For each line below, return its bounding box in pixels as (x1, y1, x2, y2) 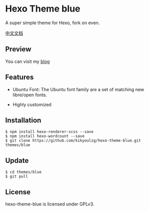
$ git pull (5, 174, 28, 179)
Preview (5, 45, 32, 53)
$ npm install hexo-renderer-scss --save (5, 129, 94, 134)
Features (5, 73, 34, 82)
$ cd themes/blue (5, 170, 42, 175)
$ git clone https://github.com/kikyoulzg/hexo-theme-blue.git (5, 138, 141, 144)
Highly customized (12, 101, 52, 107)
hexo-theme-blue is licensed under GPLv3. (5, 201, 94, 207)
